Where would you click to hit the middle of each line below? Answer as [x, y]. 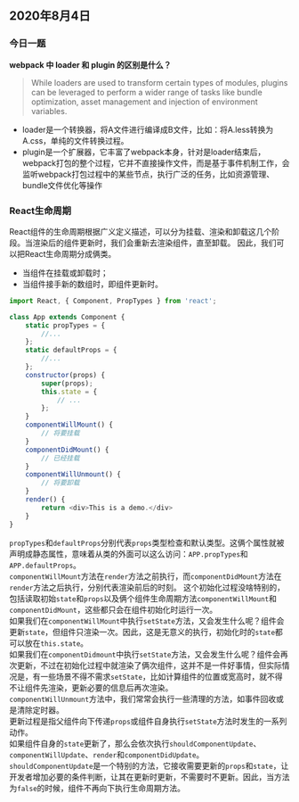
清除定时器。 [40, 710]
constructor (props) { [65, 375]
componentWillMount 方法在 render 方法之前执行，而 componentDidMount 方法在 [145, 576]
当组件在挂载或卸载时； [65, 273]
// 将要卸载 [61, 483]
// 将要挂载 [61, 434]
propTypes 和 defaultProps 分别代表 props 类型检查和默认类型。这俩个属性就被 [147, 542]
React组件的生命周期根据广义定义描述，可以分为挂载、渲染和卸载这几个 [141, 231]
